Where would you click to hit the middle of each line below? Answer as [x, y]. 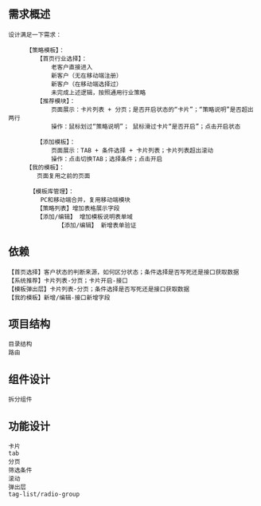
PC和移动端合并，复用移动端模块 [86, 200]
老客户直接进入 [72, 67]
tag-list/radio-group [44, 494]
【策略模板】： [45, 50]
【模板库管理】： [52, 191]
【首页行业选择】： [62, 58]
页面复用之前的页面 [64, 176]
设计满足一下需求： [35, 34]
